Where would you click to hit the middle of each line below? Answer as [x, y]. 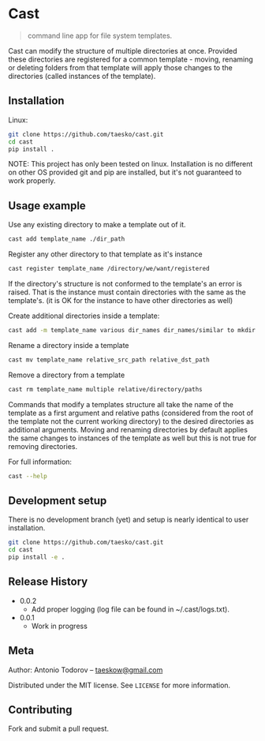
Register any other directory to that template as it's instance [105, 254]
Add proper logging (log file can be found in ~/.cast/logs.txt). [131, 609]
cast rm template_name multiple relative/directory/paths [105, 389]
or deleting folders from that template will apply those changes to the [120, 67]
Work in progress [60, 626]
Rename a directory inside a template [69, 345]
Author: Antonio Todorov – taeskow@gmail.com [86, 670]
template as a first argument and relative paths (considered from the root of [131, 413]
